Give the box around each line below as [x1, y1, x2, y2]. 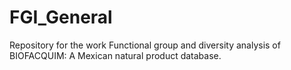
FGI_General [9, 6, 113, 29]
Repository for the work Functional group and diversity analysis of [9, 39, 281, 51]
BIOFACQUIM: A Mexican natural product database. [9, 49, 222, 61]
